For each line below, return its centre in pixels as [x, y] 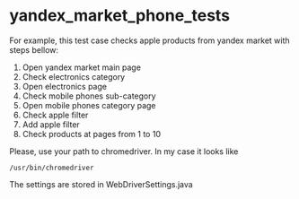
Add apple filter [51, 124]
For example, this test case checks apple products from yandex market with [149, 40]
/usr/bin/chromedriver [52, 168]
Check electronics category [74, 76]
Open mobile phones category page [89, 105]
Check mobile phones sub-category [89, 96]
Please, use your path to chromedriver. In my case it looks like [124, 151]
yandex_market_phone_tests [120, 16]
